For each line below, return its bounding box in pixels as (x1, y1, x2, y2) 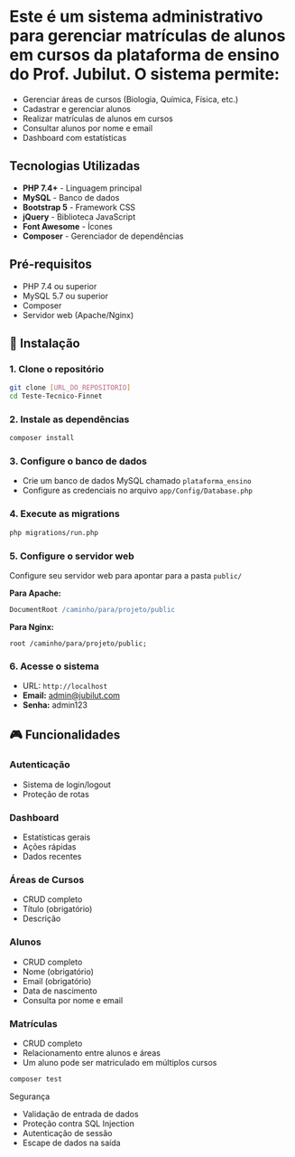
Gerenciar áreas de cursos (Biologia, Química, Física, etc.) (22, 93, 239, 105)
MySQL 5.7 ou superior (22, 290, 109, 301)
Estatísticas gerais (22, 832, 91, 842)
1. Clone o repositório (9, 362, 105, 375)
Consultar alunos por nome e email (22, 122, 153, 133)
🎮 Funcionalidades (9, 727, 121, 742)
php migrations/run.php (9, 528, 99, 537)
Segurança (9, 1091, 51, 1102)
